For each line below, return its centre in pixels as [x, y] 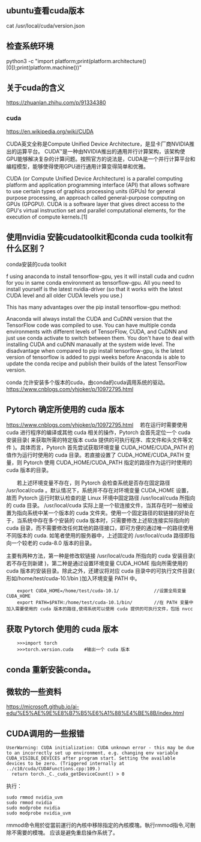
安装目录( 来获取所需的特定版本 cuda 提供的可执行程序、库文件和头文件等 [97, 440]
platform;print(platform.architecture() [100, 61]
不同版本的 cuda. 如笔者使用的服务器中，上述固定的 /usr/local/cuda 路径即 [98, 536]
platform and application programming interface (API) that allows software [98, 185]
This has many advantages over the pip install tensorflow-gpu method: [94, 307]
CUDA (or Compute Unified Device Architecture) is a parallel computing [94, 178]
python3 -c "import [30, 61]
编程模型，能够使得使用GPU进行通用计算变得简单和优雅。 [77, 166]
